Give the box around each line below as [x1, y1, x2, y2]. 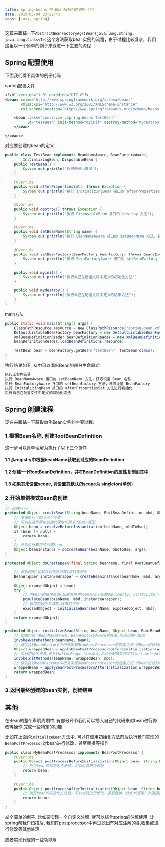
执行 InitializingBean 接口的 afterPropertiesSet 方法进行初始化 [5, 386, 133, 391]
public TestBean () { [14, 162, 56, 167]
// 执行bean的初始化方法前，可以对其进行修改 [23, 763, 104, 769]
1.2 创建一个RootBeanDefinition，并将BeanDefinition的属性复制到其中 [5, 469, 149, 475]
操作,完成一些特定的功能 [13, 723, 63, 730]
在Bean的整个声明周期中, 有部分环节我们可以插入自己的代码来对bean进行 [5, 717, 153, 723]
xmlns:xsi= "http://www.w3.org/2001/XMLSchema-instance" [20, 102, 137, 107]
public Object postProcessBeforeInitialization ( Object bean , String [14, 759, 157, 764]
